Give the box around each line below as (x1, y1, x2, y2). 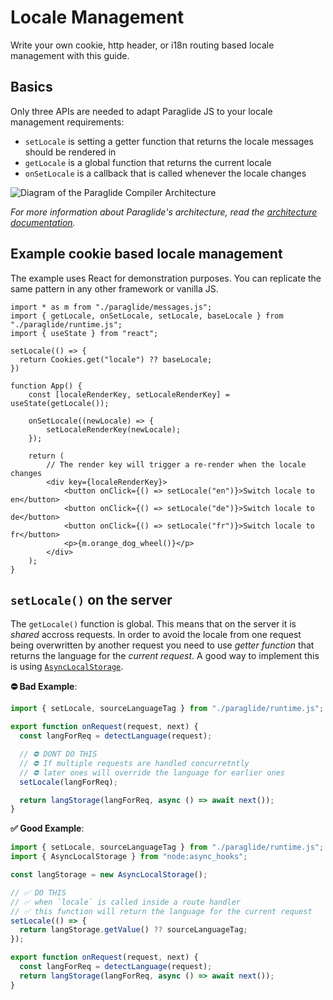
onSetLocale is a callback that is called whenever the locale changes (24, 167, 307, 179)
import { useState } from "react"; (10, 328, 159, 338)
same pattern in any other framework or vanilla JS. (10, 282, 219, 295)
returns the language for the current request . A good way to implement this (10, 650, 320, 662)
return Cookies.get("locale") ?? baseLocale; (19, 354, 213, 365)
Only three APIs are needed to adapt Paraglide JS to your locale (10, 105, 273, 117)
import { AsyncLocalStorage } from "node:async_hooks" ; (10, 852, 248, 862)
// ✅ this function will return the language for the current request (10, 906, 313, 916)
